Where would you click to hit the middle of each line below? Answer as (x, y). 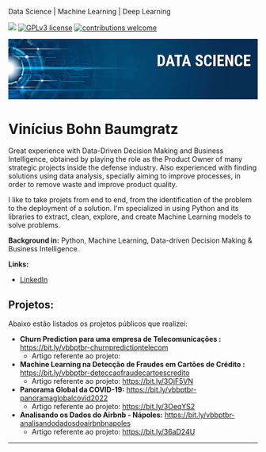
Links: (19, 264)
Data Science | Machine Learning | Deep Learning (90, 11)
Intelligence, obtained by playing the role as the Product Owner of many (125, 159)
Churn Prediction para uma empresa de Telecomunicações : (120, 339)
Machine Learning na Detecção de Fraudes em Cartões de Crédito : (132, 365)
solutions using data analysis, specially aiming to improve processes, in (125, 176)
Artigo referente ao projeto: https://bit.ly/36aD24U (113, 432)
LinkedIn (34, 280)
